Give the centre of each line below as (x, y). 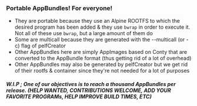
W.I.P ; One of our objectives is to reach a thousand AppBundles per (91, 84)
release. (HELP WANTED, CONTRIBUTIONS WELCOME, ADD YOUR (89, 90)
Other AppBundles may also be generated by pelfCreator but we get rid (101, 64)
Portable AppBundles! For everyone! (59, 8)
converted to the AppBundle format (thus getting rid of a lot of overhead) (103, 58)
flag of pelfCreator (43, 46)
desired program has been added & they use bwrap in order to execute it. (102, 27)
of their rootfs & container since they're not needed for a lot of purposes (102, 71)
